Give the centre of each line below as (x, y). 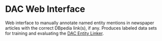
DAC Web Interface (45, 9)
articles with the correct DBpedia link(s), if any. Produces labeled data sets (81, 28)
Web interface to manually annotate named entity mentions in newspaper (80, 23)
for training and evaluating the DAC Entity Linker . (55, 33)
